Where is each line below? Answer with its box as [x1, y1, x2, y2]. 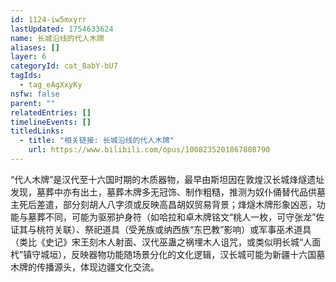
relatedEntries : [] [10, 107, 92, 118]
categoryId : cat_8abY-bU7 [10, 61, 118, 71]
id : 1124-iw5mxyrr [10, 14, 87, 25]
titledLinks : [10, 126, 65, 136]
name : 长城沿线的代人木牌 [10, 33, 105, 43]
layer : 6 [10, 52, 47, 62]
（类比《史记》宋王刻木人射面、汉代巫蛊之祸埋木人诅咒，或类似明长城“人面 [10, 236, 322, 248]
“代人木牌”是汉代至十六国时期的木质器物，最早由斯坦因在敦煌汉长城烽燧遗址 [10, 173, 325, 185]
